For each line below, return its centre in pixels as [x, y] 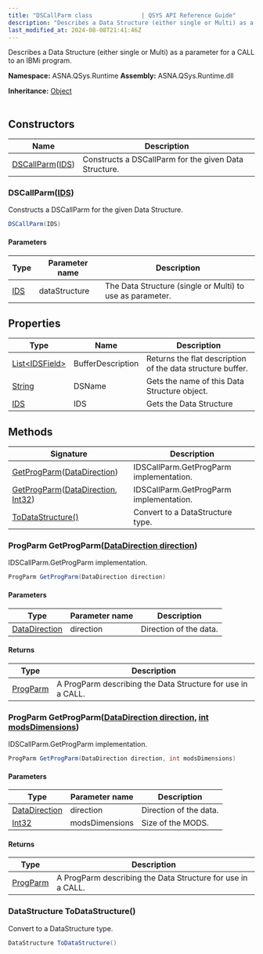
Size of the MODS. [175, 823]
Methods [31, 431]
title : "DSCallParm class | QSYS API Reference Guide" [122, 15]
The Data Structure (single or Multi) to [175, 286]
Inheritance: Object [40, 91]
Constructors [41, 124]
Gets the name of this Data [195, 382]
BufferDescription [106, 364]
